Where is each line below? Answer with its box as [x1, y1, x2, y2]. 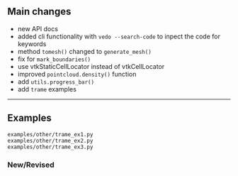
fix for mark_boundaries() [17, 55, 91, 63]
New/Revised [7, 160, 55, 170]
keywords [17, 39, 47, 48]
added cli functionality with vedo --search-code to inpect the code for [17, 32, 221, 40]
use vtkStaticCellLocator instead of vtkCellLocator [17, 62, 165, 70]
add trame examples [17, 84, 76, 93]
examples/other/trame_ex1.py [7, 131, 93, 138]
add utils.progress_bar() [17, 77, 94, 86]
